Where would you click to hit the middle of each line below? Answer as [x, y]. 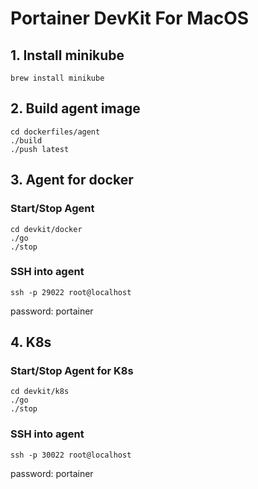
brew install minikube [57, 78]
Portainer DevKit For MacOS [130, 18]
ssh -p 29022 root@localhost [71, 292]
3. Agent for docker [72, 180]
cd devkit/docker [46, 229]
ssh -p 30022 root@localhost [71, 455]
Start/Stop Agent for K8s [72, 371]
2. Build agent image [75, 108]
